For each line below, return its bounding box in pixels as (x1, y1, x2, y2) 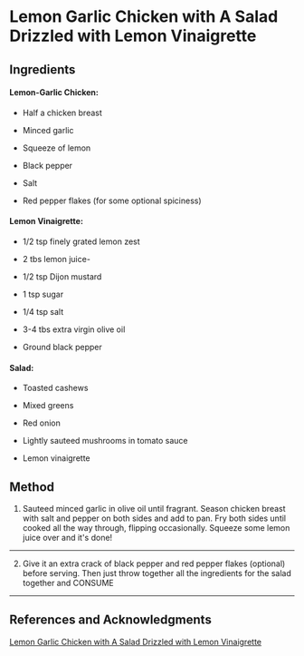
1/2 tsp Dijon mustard (22, 270, 102, 282)
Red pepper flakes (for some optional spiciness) (22, 195, 202, 206)
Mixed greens (22, 400, 74, 411)
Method (9, 479, 55, 494)
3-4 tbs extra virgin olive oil (22, 324, 126, 335)
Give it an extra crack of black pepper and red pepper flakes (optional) (22, 558, 286, 569)
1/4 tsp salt (22, 306, 64, 317)
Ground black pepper (22, 341, 102, 352)
